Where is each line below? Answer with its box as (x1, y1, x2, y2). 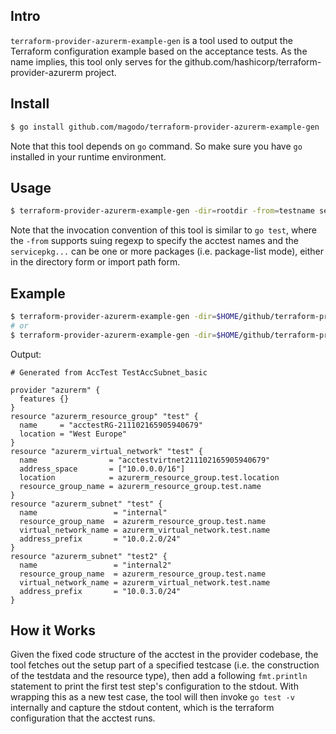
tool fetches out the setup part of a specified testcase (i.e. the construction (10, 659, 320, 671)
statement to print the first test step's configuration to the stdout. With (10, 680, 299, 693)
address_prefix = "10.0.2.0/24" (19, 534, 182, 544)
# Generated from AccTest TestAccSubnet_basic (10, 367, 208, 378)
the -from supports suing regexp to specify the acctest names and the (10, 235, 299, 247)
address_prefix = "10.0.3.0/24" (19, 586, 182, 596)
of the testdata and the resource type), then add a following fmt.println (10, 670, 308, 682)
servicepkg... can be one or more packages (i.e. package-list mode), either (10, 245, 325, 258)
